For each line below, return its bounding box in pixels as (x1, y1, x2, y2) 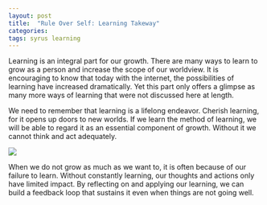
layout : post (8, 11, 52, 20)
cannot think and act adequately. (8, 132, 117, 141)
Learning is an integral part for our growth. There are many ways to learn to (8, 56, 258, 66)
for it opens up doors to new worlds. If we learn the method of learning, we (8, 114, 257, 125)
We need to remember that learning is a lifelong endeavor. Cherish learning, (8, 106, 260, 116)
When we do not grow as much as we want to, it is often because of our (8, 162, 247, 172)
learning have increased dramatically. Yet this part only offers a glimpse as (8, 82, 256, 92)
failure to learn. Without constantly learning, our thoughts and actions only (8, 170, 255, 181)
